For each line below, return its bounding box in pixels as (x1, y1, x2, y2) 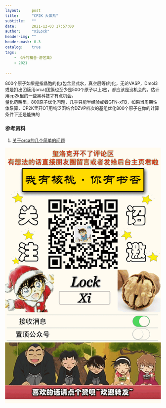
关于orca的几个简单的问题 (12, 137, 65, 143)
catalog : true (5, 45, 41, 50)
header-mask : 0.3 (5, 40, 41, 45)
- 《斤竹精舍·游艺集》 (14, 55, 54, 60)
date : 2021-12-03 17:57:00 (5, 24, 74, 29)
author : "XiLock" (5, 29, 50, 34)
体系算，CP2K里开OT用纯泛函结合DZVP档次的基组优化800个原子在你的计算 (5, 105, 160, 111)
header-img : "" (5, 34, 37, 39)
